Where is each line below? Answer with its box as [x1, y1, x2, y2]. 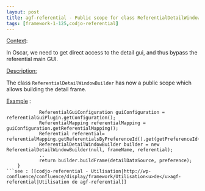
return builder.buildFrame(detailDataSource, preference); [38, 157, 192, 164]
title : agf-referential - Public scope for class [6, 15, 135, 21]
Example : [6, 97, 32, 105]
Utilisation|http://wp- [90, 168, 151, 174]
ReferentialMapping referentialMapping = [38, 120, 146, 126]
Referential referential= [38, 131, 105, 137]
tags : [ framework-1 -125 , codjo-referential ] [6, 20, 119, 26]
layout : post [6, 9, 40, 15]
